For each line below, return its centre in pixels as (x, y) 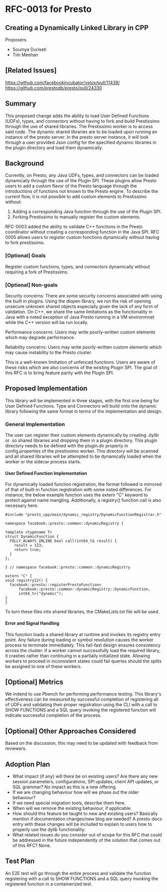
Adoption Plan (28, 764)
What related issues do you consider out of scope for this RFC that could (87, 834)
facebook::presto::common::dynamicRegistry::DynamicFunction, (84, 589)
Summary (21, 104)
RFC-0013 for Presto (49, 9)
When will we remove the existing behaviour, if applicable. (72, 808)
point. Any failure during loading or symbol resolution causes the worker (79, 640)
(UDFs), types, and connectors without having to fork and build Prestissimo (83, 121)
